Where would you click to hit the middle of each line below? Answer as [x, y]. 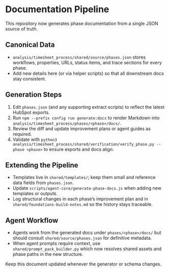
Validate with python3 [35, 139]
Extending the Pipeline [42, 165]
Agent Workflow [32, 220]
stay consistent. [29, 79]
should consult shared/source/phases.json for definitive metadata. [82, 238]
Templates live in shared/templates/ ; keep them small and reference [84, 177]
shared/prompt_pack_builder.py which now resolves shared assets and [87, 249]
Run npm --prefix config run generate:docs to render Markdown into [86, 117]
